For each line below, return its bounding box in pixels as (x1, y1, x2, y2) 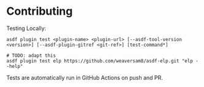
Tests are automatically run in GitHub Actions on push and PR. (6, 74, 164, 81)
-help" (6, 63, 23, 69)
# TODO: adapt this (6, 52, 56, 59)
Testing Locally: (6, 25, 47, 32)
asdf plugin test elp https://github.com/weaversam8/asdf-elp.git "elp (6, 58, 193, 64)
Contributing (6, 4, 73, 18)
